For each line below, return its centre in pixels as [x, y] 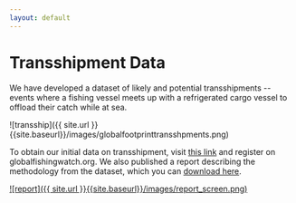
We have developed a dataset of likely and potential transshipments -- [140, 88]
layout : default [40, 18]
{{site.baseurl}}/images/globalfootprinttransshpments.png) [119, 134]
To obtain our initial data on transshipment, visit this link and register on [143, 151]
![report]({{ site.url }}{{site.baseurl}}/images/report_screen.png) [129, 188]
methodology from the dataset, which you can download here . [125, 171]
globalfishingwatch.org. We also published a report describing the [133, 161]
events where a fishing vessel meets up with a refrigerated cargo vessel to [148, 97]
